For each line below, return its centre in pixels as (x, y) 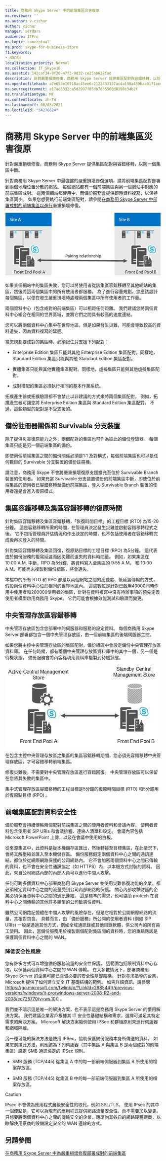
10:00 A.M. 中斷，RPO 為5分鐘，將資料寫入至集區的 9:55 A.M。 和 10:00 (79, 563)
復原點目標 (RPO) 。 (30, 795)
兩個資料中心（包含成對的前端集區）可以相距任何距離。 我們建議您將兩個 (79, 309)
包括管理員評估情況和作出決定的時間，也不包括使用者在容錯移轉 (88, 534)
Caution (13, 1094)
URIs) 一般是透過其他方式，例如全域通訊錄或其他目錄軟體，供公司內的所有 (81, 925)
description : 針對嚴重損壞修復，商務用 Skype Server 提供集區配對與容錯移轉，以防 (83, 79)
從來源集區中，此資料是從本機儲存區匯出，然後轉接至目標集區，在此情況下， (83, 848)
